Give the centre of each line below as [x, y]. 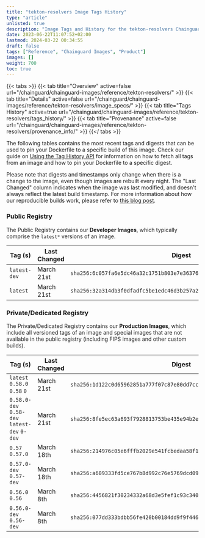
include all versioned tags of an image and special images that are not [94, 332]
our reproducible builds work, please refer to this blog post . [81, 201]
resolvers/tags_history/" [37, 118]
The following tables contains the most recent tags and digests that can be [100, 144]
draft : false [23, 46]
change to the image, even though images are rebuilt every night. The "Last [101, 181]
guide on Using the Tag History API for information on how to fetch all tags [100, 156]
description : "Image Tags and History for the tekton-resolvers [90, 29]
